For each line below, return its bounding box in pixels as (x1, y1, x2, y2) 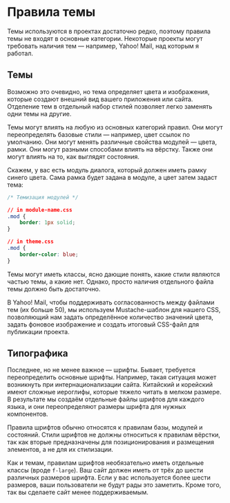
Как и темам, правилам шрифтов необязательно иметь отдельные (7, 459, 204, 467)
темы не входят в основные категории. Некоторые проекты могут (7, 34, 203, 42)
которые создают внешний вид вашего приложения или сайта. (7, 95, 193, 103)
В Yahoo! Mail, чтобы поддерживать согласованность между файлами (7, 298, 215, 307)
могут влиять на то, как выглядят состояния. (7, 152, 140, 161)
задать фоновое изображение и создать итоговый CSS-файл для (7, 320, 200, 329)
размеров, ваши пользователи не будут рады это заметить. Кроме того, (7, 481, 222, 489)
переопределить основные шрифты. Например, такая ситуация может (7, 373, 217, 381)
